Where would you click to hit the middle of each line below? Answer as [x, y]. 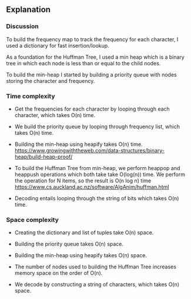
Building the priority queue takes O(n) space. [69, 244]
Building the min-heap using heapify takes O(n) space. [81, 255]
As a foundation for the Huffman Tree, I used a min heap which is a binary [95, 57]
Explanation [29, 10]
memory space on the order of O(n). [58, 273]
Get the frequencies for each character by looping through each [92, 109]
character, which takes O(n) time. [55, 115]
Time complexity [31, 96]
